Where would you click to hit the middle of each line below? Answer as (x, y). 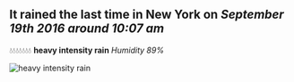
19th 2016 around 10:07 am (87, 29)
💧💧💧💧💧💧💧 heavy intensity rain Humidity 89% (86, 50)
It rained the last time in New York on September (147, 15)
